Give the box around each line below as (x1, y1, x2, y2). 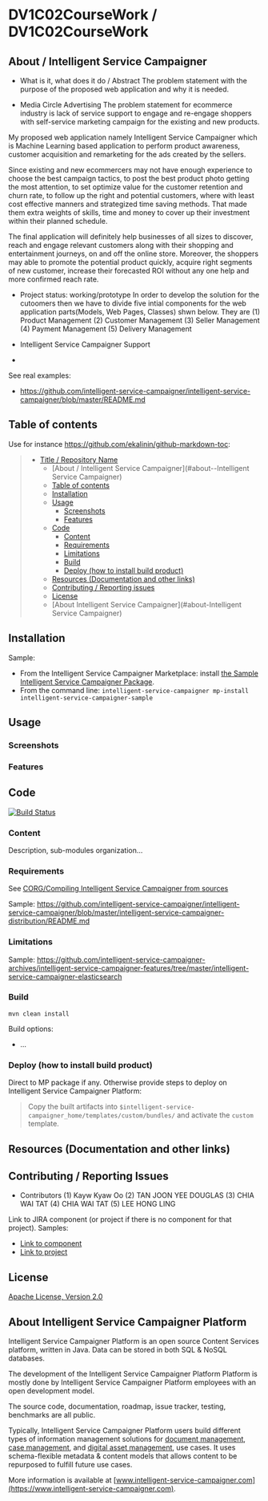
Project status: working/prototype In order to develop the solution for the (19, 290, 260, 299)
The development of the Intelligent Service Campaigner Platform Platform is (8, 1369, 258, 1378)
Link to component (19, 1239, 82, 1248)
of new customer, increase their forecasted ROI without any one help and (8, 266, 250, 275)
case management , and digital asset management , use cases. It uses (8, 1442, 236, 1452)
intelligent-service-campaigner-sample (19, 694, 154, 702)
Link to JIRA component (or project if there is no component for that (8, 1215, 232, 1224)
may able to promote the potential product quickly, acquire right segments (8, 258, 253, 266)
